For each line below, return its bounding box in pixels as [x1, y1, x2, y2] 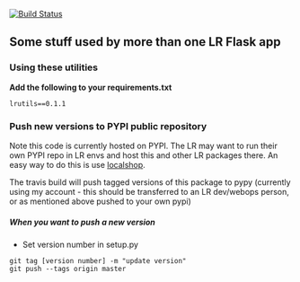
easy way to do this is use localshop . [9, 159, 146, 170]
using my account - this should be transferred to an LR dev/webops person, [9, 186, 290, 197]
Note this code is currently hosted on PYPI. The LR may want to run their [9, 140, 278, 151]
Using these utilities [9, 61, 99, 74]
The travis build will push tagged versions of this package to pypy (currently [9, 176, 291, 188]
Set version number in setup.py [22, 239, 139, 250]
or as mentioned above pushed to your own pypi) [9, 196, 191, 207]
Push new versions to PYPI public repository [9, 119, 207, 132]
